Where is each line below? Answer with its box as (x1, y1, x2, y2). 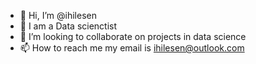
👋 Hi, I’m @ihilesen (19, 10, 97, 21)
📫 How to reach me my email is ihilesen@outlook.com (19, 42, 245, 54)
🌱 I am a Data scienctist (19, 20, 118, 32)
